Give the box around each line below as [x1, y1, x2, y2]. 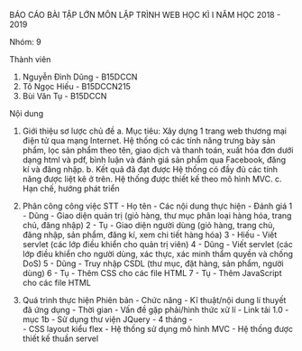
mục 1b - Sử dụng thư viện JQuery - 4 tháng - [22, 314, 193, 325]
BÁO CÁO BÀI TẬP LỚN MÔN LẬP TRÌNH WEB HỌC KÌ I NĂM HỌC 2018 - [9, 10, 281, 20]
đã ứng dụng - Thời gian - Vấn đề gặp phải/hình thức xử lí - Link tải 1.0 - [22, 304, 289, 315]
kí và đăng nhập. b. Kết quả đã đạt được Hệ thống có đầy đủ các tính [22, 164, 278, 174]
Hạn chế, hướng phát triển [22, 183, 120, 194]
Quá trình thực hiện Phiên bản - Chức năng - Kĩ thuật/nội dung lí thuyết [22, 295, 287, 305]
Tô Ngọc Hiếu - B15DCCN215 [22, 81, 131, 91]
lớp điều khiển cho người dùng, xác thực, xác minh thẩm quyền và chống [22, 249, 293, 259]
